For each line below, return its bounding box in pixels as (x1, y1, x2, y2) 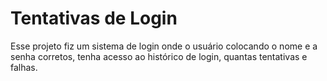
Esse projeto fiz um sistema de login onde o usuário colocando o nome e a (10, 40, 318, 52)
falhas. (10, 61, 38, 73)
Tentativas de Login (10, 7, 178, 30)
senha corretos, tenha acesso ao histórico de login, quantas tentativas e (10, 50, 308, 62)
